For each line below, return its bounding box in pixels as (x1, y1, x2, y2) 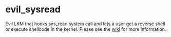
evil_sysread (5, 4, 61, 15)
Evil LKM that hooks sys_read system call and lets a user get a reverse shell (5, 21, 165, 27)
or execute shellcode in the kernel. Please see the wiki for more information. (5, 26, 166, 32)
